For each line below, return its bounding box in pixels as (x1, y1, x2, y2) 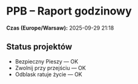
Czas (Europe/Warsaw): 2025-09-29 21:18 (6, 24, 114, 31)
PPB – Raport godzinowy (6, 4, 132, 18)
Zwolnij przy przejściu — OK (15, 64, 86, 71)
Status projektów (6, 42, 73, 52)
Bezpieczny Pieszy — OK (15, 57, 79, 65)
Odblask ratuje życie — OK (15, 71, 83, 78)
